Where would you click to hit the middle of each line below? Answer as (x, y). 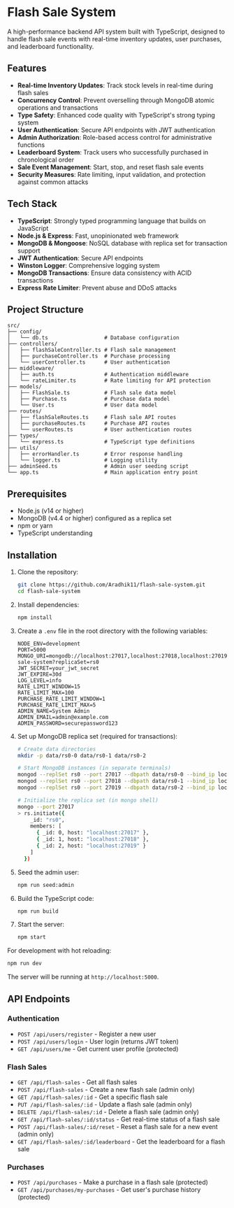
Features (27, 68)
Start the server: (41, 925)
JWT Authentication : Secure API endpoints (80, 258)
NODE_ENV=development (49, 644)
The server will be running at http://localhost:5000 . (83, 977)
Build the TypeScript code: (56, 898)
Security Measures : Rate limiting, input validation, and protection (111, 174)
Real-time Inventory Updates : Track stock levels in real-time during (115, 85)
